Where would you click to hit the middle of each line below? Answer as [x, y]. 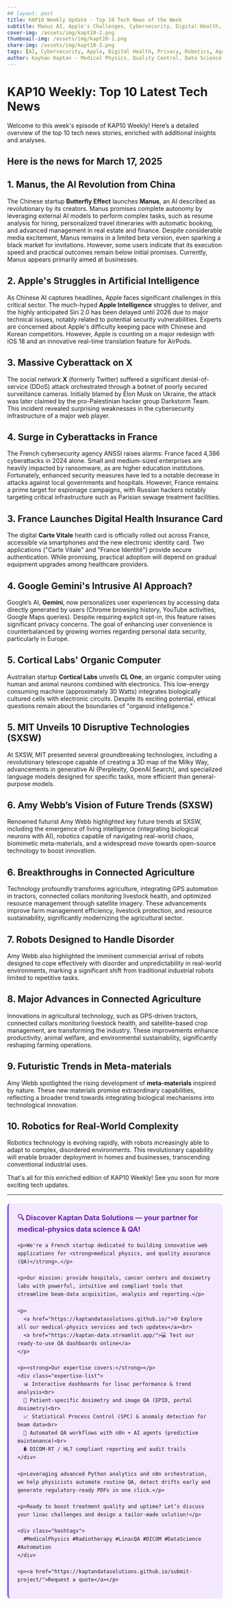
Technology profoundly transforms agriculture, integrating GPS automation [113, 889]
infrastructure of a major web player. [59, 416]
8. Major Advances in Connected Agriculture [104, 1000]
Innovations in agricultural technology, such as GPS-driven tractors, [103, 1016]
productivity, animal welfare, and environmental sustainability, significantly [112, 1038]
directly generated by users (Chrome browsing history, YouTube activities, [112, 610]
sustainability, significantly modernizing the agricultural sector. [95, 918]
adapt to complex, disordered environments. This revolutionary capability [110, 1150]
